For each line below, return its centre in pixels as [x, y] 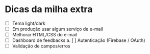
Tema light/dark [29, 23]
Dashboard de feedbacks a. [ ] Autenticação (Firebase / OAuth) [79, 40]
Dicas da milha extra [49, 9]
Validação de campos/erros [41, 46]
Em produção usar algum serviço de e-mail [57, 29]
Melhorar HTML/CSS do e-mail [45, 35]
